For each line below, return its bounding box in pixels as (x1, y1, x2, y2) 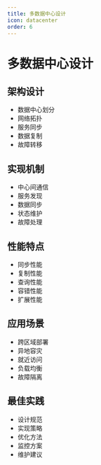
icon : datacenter (7, 17, 58, 24)
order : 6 (7, 23, 33, 30)
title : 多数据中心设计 (7, 10, 67, 18)
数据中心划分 (17, 106, 55, 114)
